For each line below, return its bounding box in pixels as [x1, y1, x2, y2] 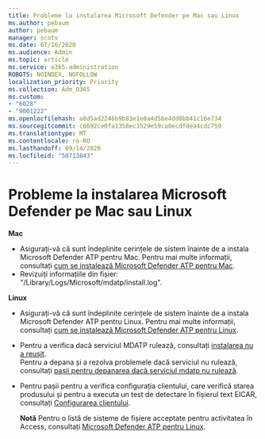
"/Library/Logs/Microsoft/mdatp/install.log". [19, 278, 163, 288]
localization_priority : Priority [8, 78, 119, 86]
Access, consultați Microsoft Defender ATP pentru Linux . [19, 422, 206, 432]
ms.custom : [8, 93, 44, 101]
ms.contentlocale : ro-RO [8, 136, 90, 145]
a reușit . [19, 349, 47, 359]
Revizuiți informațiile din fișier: [19, 269, 119, 279]
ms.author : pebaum [8, 19, 69, 27]
